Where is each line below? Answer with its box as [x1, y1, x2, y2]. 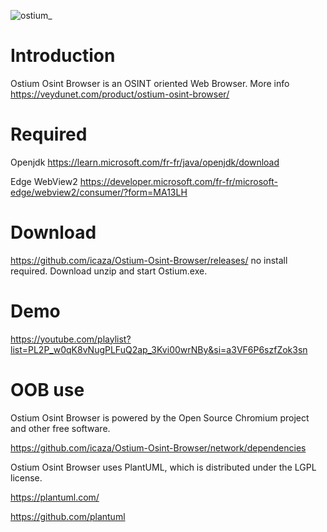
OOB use [10, 378, 85, 401]
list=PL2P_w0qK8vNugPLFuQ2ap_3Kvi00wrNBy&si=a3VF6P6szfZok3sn [10, 343, 308, 355]
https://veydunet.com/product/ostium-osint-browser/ [10, 88, 230, 100]
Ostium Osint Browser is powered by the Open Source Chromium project [10, 411, 310, 424]
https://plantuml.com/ [10, 491, 100, 503]
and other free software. [10, 422, 111, 434]
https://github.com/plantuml [10, 510, 126, 522]
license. [10, 471, 43, 484]
